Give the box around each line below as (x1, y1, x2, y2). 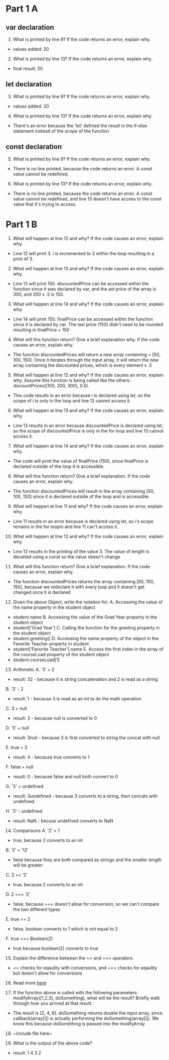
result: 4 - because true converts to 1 (13, 754, 90, 760)
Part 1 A (6, 3, 38, 15)
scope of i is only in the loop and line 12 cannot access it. (13, 397, 131, 403)
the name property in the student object (13, 604, 96, 610)
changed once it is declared (13, 589, 71, 595)
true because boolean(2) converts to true (13, 945, 98, 951)
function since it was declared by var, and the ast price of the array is (13, 286, 156, 292)
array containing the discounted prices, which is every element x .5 (13, 362, 152, 368)
